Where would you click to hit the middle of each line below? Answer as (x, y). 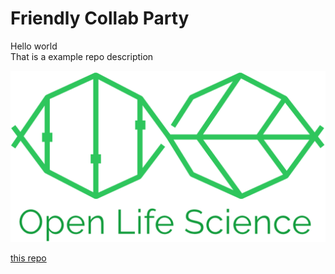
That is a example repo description (82, 56)
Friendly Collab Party (100, 18)
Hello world (34, 46)
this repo (28, 258)
